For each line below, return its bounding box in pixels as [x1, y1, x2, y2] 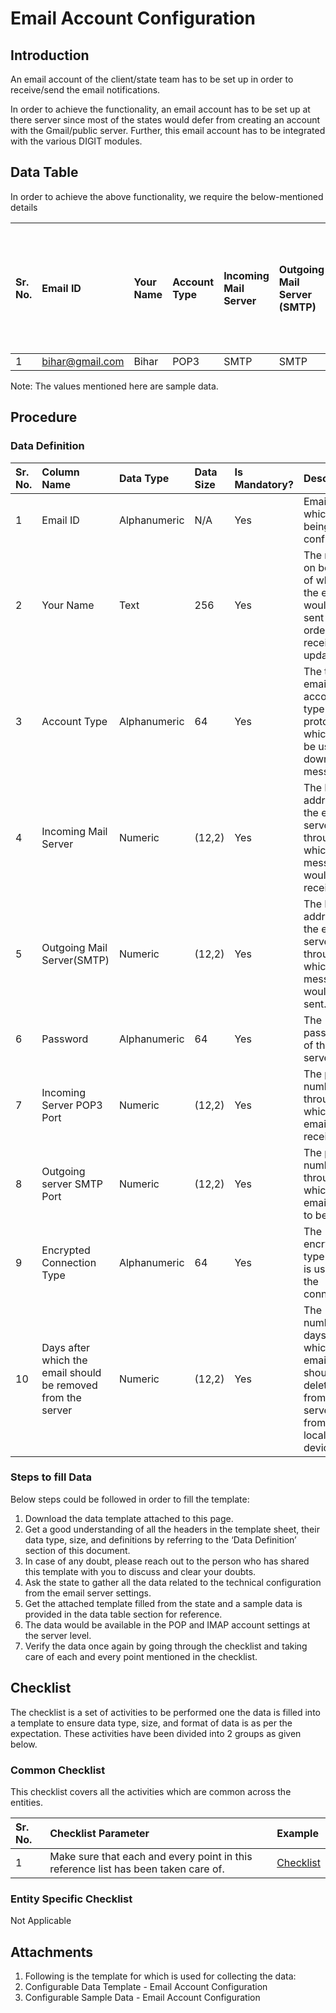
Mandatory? [234, 477, 294, 491]
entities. [10, 1796, 43, 1808]
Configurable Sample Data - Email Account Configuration [24, 1992, 261, 2004]
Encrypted [41, 1243, 91, 1257]
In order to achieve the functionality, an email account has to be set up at [10, 103, 311, 115]
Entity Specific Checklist [10, 1892, 133, 1906]
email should [41, 1365, 102, 1379]
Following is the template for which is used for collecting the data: [24, 1970, 297, 1982]
